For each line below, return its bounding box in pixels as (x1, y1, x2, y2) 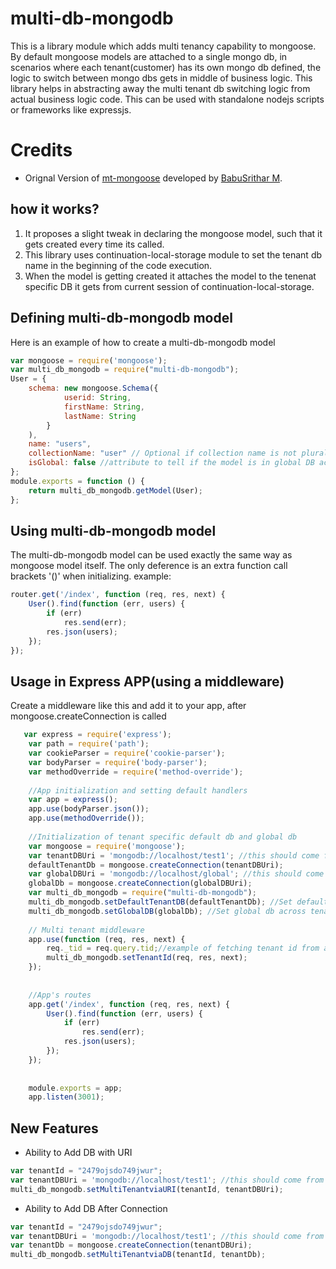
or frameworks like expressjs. (10, 103, 132, 116)
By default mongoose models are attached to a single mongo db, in (10, 50, 288, 62)
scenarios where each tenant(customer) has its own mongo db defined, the (10, 61, 322, 73)
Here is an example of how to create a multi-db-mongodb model (10, 336, 276, 348)
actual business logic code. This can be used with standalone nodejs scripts (10, 93, 325, 105)
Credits (10, 139, 73, 162)
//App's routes (28, 990, 92, 1000)
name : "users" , (28, 439, 92, 449)
